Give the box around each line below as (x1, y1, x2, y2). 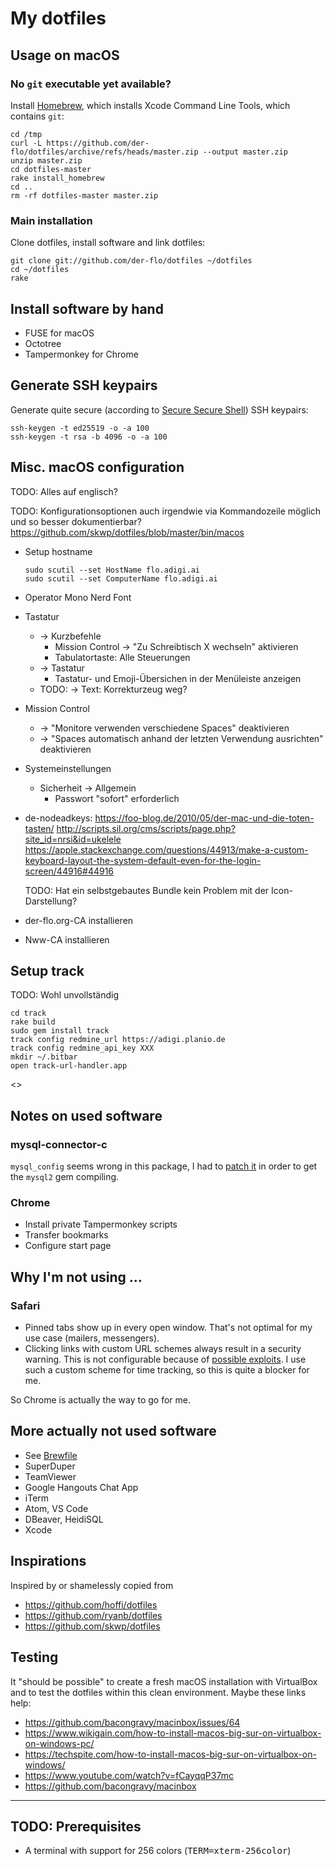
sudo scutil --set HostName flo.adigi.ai (24, 565, 200, 575)
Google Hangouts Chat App (24, 1481, 139, 1493)
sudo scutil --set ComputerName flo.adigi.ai (24, 573, 218, 584)
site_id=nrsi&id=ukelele (24, 833, 122, 845)
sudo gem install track (10, 1026, 110, 1036)
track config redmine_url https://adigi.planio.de (10, 1035, 226, 1045)
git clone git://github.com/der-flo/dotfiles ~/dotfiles (10, 256, 253, 266)
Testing (10, 1649, 59, 1666)
